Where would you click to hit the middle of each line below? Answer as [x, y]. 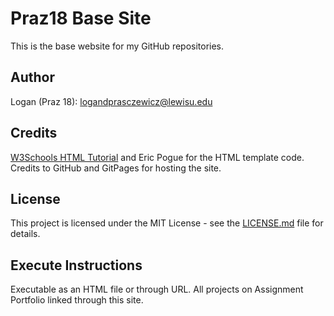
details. [25, 234]
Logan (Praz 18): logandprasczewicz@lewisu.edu [111, 101]
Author [32, 77]
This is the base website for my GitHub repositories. [117, 46]
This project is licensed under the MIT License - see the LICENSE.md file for [167, 223]
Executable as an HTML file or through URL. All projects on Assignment [157, 289]
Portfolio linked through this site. [77, 300]
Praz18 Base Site [81, 18]
